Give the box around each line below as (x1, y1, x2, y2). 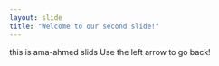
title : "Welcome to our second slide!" (9, 22, 160, 31)
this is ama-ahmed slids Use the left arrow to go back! (9, 46, 211, 57)
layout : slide (9, 13, 63, 23)
